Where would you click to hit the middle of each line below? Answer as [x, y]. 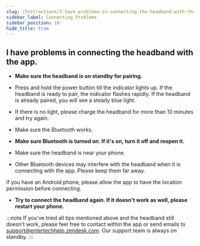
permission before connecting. [44, 189]
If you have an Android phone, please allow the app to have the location [94, 182]
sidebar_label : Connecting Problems [51, 17]
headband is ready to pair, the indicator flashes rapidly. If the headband [102, 94]
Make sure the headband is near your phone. [70, 153]
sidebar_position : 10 [33, 23]
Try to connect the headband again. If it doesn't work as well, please [101, 200]
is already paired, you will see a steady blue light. [75, 100]
